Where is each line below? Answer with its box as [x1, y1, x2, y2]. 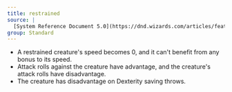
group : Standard [7, 29, 54, 36]
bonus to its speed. [17, 56, 72, 64]
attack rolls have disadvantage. [17, 70, 106, 78]
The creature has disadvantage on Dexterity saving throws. [17, 77, 186, 86]
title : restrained [7, 10, 60, 17]
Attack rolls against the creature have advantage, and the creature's [17, 62, 211, 71]
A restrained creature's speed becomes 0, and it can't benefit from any [17, 48, 220, 56]
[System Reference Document [13, 23, 95, 30]
